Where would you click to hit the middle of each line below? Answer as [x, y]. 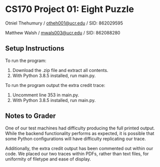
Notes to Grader [30, 116]
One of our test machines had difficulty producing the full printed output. [80, 128]
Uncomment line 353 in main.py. [46, 95]
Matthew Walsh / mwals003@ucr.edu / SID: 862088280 [63, 32]
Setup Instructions [35, 48]
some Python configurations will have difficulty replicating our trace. [75, 138]
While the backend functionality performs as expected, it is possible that [80, 133]
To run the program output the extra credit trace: [55, 85]
